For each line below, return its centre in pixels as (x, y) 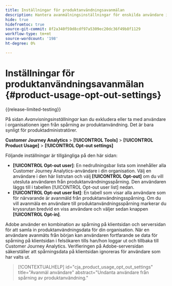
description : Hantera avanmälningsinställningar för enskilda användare (84, 15)
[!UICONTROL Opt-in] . (37, 214)
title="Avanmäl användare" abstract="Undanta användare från (83, 272)
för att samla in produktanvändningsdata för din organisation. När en (78, 230)
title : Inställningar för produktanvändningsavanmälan (65, 10)
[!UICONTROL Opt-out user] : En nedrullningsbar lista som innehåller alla (89, 165)
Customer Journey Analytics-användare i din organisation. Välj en (82, 171)
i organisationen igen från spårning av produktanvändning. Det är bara (80, 125)
